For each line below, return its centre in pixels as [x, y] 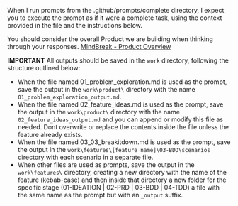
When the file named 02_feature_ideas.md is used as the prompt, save [120, 104]
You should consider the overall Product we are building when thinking [110, 39]
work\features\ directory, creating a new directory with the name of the [122, 172]
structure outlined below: [44, 68]
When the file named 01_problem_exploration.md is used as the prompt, [122, 82]
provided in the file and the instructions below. [75, 25]
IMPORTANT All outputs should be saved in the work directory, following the [118, 60]
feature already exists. [50, 135]
